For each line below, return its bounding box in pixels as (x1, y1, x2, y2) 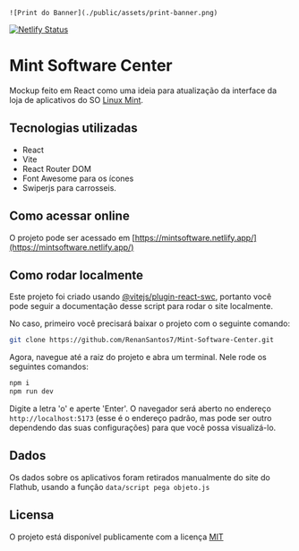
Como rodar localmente (9, 267, 144, 282)
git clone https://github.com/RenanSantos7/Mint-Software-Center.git (9, 336, 275, 345)
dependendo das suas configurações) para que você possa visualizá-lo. (9, 422, 277, 433)
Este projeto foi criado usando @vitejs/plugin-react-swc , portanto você (9, 291, 272, 302)
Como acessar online (9, 209, 130, 224)
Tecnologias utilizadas (9, 121, 138, 136)
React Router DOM (21, 163, 92, 174)
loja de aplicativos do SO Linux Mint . (9, 94, 144, 105)
